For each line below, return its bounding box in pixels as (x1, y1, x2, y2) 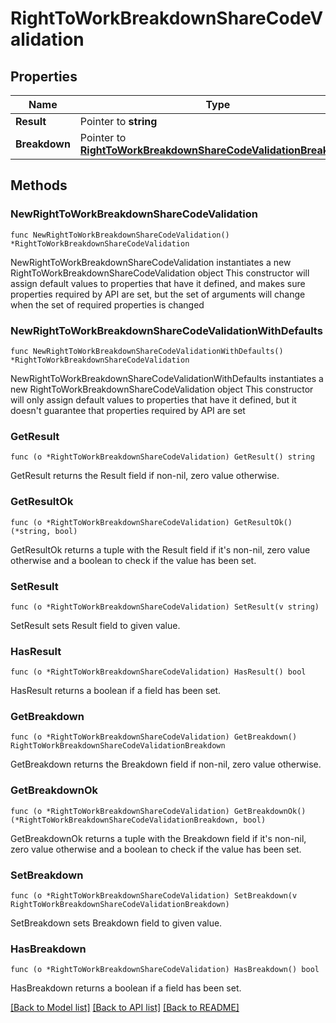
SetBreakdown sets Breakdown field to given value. (10, 917, 223, 929)
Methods (10, 177, 68, 194)
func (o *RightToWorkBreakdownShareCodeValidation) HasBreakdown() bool (10, 965, 320, 975)
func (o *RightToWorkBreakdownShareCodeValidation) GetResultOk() (10, 517, 293, 527)
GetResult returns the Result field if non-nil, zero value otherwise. (10, 470, 280, 482)
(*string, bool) (10, 526, 78, 536)
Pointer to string (79, 115, 158, 128)
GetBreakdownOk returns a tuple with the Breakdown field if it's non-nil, (10, 832, 307, 844)
